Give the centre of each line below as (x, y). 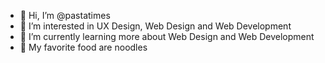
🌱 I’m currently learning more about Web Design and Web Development (167, 36)
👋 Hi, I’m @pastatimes (65, 15)
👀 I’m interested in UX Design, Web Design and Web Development (155, 26)
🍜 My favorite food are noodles (83, 47)
